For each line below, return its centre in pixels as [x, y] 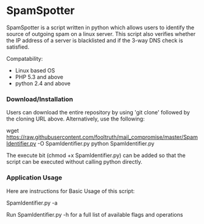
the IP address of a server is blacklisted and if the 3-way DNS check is [95, 40]
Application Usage [34, 178]
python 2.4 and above [43, 83]
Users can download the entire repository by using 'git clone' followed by [98, 113]
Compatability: [25, 58]
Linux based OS [35, 70]
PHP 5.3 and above [39, 77]
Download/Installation [40, 99]
